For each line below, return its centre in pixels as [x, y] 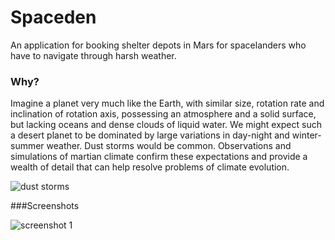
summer [27, 146]
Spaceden [53, 17]
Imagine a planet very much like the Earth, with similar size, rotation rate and [167, 103]
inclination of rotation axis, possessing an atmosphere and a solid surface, [163, 114]
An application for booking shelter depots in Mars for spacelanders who [158, 45]
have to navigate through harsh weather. [93, 55]
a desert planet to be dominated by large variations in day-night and [150, 135]
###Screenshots [45, 206]
